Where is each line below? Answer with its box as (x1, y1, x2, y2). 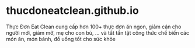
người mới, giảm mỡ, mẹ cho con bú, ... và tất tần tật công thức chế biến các (6, 29, 190, 36)
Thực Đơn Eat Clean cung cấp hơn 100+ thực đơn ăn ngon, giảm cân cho (6, 23, 182, 30)
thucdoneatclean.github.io (6, 4, 139, 17)
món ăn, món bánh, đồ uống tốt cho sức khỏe (6, 35, 116, 42)
